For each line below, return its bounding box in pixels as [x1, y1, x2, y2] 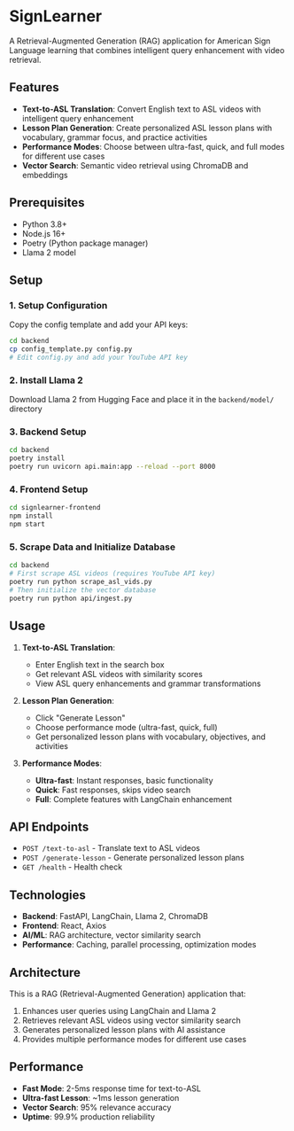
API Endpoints [9, 819, 89, 834]
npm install [9, 511, 53, 520]
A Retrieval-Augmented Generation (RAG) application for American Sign [9, 35, 271, 46]
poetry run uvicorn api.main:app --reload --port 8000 [9, 463, 216, 472]
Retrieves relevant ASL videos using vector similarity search [21, 1015, 241, 1026]
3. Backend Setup [9, 425, 87, 438]
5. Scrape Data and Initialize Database [9, 541, 175, 553]
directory [9, 403, 43, 414]
